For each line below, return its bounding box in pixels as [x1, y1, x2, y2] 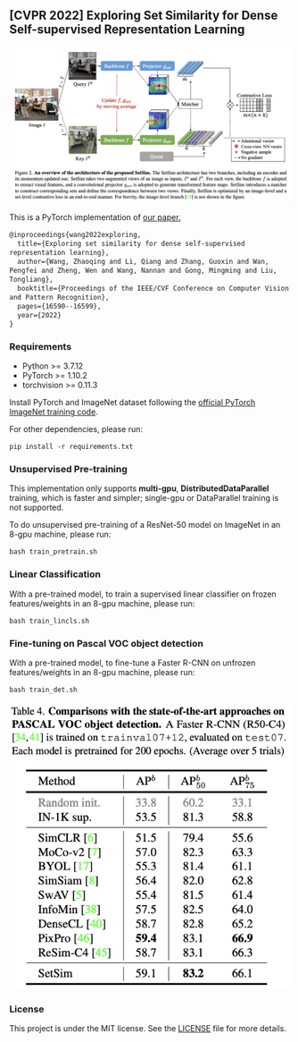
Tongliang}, [9, 275, 54, 284]
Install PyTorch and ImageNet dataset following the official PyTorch [9, 397, 256, 408]
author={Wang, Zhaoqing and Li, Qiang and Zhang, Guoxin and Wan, [17, 257, 269, 266]
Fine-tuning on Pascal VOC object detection [9, 637, 203, 649]
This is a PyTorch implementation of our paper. [9, 211, 181, 223]
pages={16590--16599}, [17, 301, 102, 310]
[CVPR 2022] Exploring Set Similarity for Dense [9, 8, 278, 23]
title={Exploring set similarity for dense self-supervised [17, 239, 245, 248]
